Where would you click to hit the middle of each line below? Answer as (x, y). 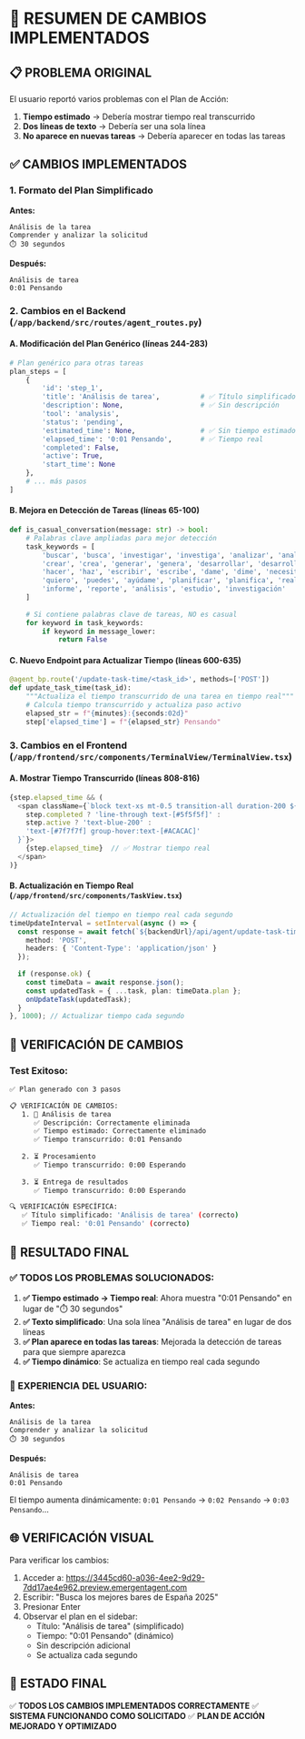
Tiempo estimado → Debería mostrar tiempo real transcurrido (139, 116)
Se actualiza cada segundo (87, 1654)
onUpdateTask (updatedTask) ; (79, 999)
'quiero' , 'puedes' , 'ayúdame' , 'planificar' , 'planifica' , (158, 581)
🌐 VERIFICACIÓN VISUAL (82, 1538)
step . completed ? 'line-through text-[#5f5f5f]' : (123, 814)
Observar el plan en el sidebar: (80, 1616)
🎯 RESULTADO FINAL (69, 1252)
